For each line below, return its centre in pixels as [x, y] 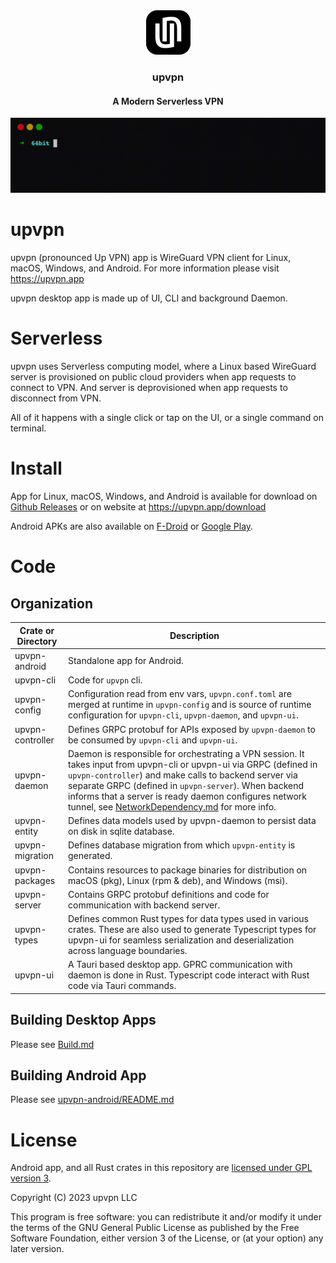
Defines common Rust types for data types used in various [188, 919]
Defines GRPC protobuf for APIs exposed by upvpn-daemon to [191, 729]
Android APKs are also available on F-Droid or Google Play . [132, 526]
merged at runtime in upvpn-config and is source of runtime [189, 705]
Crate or [37, 630]
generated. [90, 856]
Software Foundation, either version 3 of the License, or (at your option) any [167, 1238]
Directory [37, 641]
